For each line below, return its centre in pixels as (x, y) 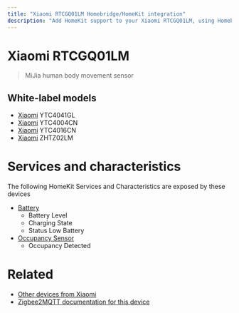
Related (30, 274)
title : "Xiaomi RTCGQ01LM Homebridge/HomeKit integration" (97, 14)
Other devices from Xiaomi (57, 294)
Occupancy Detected (59, 246)
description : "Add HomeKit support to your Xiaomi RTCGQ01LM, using (111, 21)
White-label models (52, 98)
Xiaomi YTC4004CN (48, 123)
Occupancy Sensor (46, 238)
